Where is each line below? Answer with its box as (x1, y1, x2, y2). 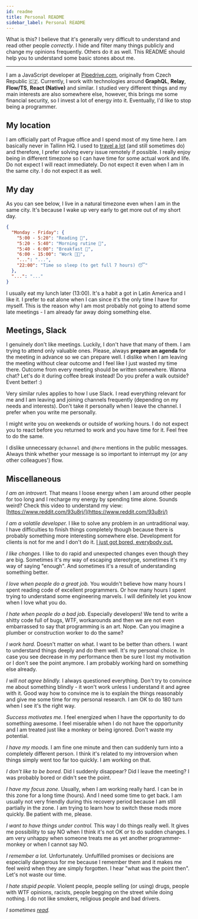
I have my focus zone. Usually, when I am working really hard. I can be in (6, 786, 183, 793)
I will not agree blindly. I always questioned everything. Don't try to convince (6, 677, 192, 684)
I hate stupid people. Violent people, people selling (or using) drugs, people (6, 882, 190, 890)
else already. (6, 666, 37, 673)
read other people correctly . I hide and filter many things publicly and (6, 42, 174, 49)
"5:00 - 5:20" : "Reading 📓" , (16, 235, 88, 241)
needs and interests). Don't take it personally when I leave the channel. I (6, 402, 181, 410)
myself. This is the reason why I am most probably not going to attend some (6, 302, 190, 309)
